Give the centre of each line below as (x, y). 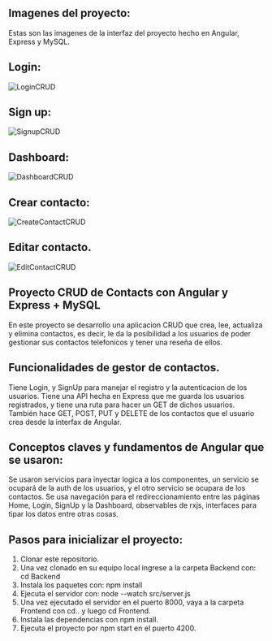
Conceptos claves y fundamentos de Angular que (136, 447)
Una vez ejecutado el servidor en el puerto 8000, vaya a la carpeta (132, 602)
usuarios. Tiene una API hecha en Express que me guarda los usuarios (127, 396)
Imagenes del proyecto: (70, 13)
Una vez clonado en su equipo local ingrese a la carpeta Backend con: (138, 568)
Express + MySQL (54, 305)
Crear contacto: (50, 202)
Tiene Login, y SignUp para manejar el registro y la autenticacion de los (128, 387)
